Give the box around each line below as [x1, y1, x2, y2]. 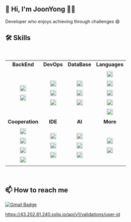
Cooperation [8, 118, 39, 125]
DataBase [68, 61, 92, 68]
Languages [96, 61, 124, 68]
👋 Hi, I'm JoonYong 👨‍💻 [5, 5, 76, 14]
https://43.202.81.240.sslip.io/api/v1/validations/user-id [5, 211, 120, 217]
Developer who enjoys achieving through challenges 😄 [5, 18, 120, 24]
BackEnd [12, 61, 34, 68]
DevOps [43, 61, 63, 68]
